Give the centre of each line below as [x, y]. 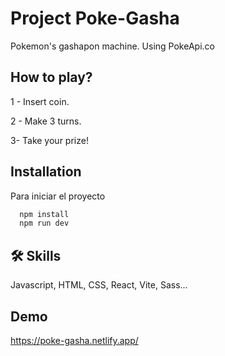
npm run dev [44, 223]
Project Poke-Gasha [95, 18]
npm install [44, 214]
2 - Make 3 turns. [46, 121]
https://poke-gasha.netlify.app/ [74, 340]
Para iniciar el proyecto [58, 196]
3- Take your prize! [49, 140]
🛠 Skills [36, 255]
